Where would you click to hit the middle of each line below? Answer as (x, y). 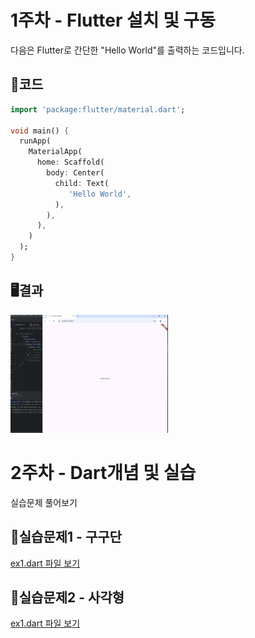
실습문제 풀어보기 (44, 502)
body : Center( (75, 173)
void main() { (40, 131)
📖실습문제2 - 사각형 (67, 597)
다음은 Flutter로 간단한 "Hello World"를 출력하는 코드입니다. (127, 50)
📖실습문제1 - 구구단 (66, 537)
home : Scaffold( (70, 162)
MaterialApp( (55, 152)
